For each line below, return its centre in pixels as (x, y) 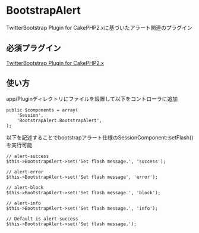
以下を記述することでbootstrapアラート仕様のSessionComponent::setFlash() (100, 137)
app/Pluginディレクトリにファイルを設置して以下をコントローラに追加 (92, 98)
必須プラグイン (34, 48)
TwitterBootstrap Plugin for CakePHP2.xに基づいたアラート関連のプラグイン (99, 27)
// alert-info (24, 203)
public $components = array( (42, 110)
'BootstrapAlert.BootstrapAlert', (59, 120)
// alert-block (25, 187)
